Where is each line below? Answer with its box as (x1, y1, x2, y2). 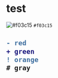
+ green (6, 47, 35, 55)
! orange (6, 55, 39, 64)
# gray (6, 64, 31, 73)
